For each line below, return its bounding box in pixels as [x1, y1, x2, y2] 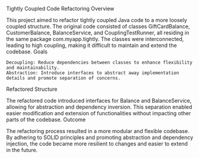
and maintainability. [6, 65, 60, 71]
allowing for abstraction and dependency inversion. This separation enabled [6, 103, 192, 110]
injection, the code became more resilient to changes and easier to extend [6, 140, 188, 147]
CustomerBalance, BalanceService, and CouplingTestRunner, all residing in [6, 29, 189, 36]
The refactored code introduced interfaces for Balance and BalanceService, [6, 97, 192, 104]
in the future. [6, 147, 38, 153]
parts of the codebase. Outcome [6, 116, 86, 123]
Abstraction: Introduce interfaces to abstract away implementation [6, 70, 179, 76]
